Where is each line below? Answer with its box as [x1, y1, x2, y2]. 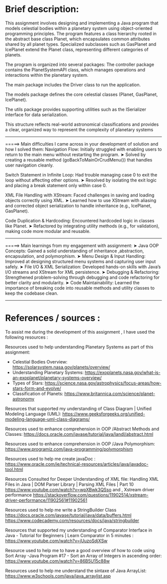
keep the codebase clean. [5, 290, 59, 296]
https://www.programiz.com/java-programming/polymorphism [5, 446, 133, 452]
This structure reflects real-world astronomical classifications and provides [5, 121, 159, 127]
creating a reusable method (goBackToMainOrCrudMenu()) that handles [5, 157, 153, 163]
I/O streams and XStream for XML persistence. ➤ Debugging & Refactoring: [5, 269, 160, 275]
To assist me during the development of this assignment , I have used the [5, 329, 155, 335]
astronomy [12, 395, 35, 402]
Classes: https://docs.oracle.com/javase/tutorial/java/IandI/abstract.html [5, 431, 154, 437]
